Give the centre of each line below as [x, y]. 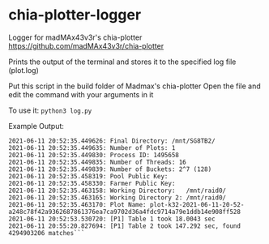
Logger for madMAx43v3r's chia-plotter [75, 37]
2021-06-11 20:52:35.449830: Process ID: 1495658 [94, 155]
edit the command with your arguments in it [81, 94]
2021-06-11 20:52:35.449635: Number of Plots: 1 [92, 148]
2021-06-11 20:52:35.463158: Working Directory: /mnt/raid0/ [117, 190]
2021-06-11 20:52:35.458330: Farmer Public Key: [92, 183]
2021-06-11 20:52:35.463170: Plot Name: [78, 204]
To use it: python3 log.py [50, 110]
